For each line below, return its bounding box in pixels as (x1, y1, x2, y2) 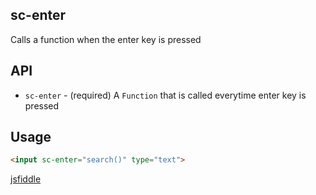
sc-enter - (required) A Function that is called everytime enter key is (24, 89, 307, 101)
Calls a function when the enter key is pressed (10, 33, 202, 45)
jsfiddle (10, 173, 42, 185)
